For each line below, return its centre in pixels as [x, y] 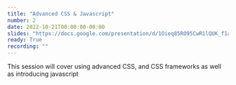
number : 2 [22, 20]
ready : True [25, 40]
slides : [19, 33]
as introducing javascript [43, 74]
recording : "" [28, 46]
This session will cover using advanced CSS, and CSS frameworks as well [114, 66]
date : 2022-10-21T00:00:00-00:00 [56, 27]
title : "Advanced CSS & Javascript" [61, 14]
